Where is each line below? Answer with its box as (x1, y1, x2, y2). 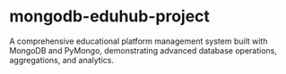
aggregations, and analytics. (9, 54, 115, 65)
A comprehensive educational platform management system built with (9, 36, 268, 46)
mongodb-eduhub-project (9, 6, 211, 27)
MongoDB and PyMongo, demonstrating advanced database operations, (9, 45, 278, 55)
